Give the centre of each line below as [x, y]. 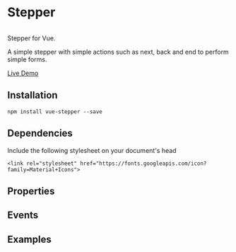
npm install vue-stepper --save [55, 111]
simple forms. [27, 59]
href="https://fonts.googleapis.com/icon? [143, 164]
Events [23, 216]
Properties [31, 191]
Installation [33, 95]
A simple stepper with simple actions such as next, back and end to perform [118, 52]
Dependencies [40, 133]
